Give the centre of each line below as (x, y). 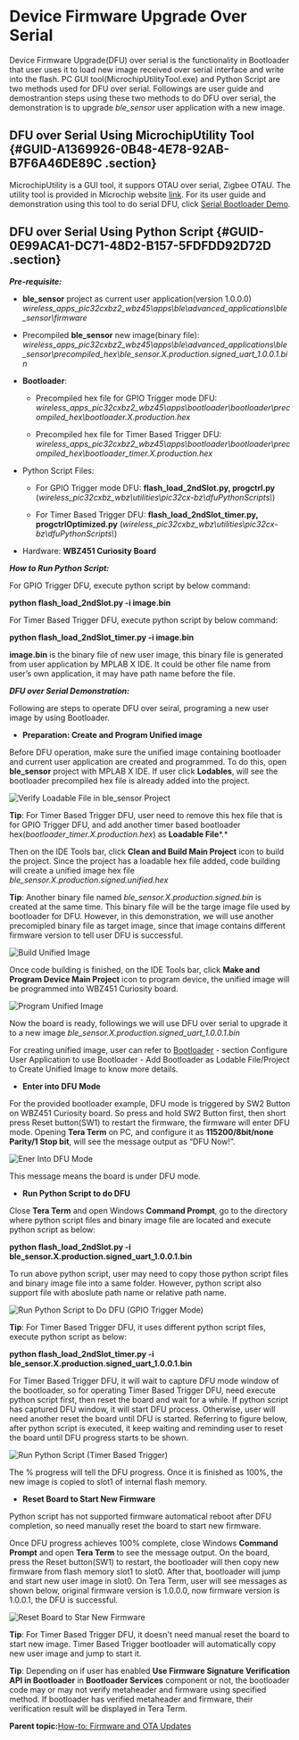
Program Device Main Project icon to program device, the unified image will (149, 979)
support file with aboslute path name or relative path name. (118, 1292)
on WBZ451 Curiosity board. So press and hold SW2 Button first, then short (148, 1113)
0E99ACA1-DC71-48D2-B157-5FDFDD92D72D (141, 246)
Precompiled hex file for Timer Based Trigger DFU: (129, 434)
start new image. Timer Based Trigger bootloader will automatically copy (143, 1644)
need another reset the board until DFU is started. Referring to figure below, (148, 1418)
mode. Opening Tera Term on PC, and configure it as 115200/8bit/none (141, 1131)
